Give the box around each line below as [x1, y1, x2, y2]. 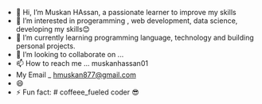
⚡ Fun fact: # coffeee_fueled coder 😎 [15, 87, 139, 97]
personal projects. [15, 41, 76, 51]
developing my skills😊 [15, 25, 90, 33]
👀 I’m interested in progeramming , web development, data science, [15, 16, 238, 25]
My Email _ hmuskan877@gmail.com [15, 70, 137, 79]
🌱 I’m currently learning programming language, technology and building [15, 33, 255, 42]
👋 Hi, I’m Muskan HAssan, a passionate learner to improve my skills [15, 8, 237, 17]
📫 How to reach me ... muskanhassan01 [15, 59, 149, 67]
